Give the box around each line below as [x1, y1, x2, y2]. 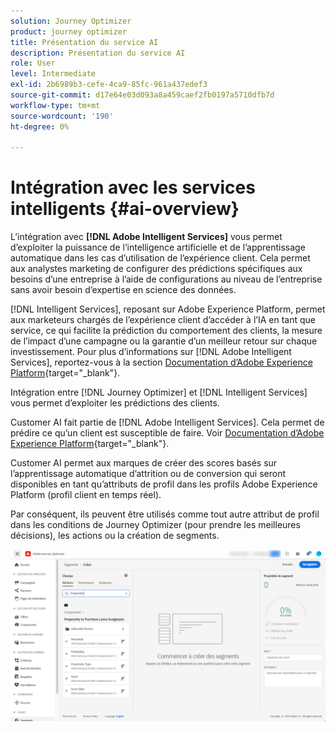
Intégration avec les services [10, 176, 256, 199]
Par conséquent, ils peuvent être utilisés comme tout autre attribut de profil [10, 508, 320, 520]
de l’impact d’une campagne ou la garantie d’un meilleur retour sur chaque [10, 335, 318, 347]
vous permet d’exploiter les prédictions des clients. [10, 397, 220, 409]
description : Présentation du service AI [10, 48, 186, 58]
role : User [10, 58, 56, 69]
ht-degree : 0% [10, 121, 70, 132]
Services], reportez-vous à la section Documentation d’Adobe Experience [10, 356, 313, 369]
